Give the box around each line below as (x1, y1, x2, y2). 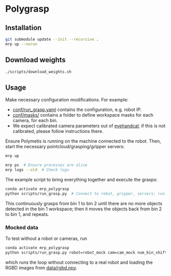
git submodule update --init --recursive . (5, 37, 99, 42)
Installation (5, 23, 42, 32)
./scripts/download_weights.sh (5, 69, 72, 74)
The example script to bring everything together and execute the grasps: (5, 176, 158, 182)
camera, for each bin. (12, 118, 58, 124)
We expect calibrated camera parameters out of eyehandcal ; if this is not (12, 123, 166, 129)
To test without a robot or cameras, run (5, 235, 88, 241)
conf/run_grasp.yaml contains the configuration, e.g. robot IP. (12, 106, 142, 113)
